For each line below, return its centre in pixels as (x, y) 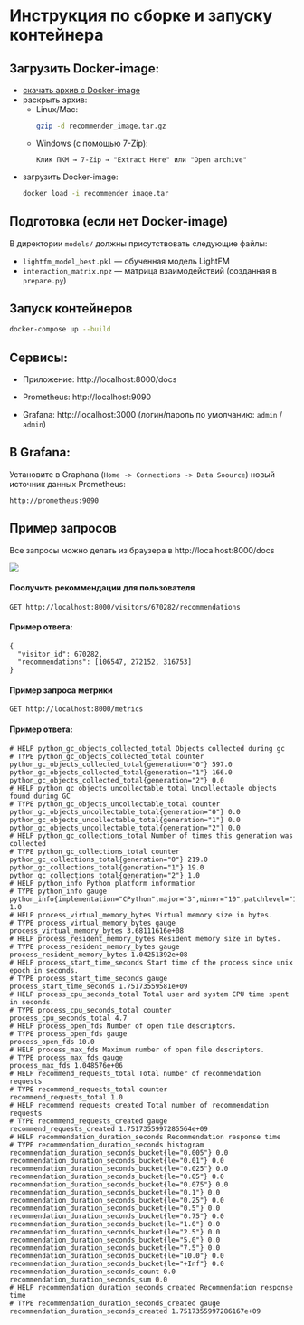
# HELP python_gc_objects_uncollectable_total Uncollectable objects (143, 788)
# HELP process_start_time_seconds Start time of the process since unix (152, 962)
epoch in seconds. (44, 970)
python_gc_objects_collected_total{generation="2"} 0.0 (117, 780)
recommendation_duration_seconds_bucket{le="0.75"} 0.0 (117, 1216)
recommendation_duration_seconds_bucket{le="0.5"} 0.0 (115, 1208)
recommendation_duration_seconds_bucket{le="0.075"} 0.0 (119, 1184)
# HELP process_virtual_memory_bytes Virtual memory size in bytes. (141, 915)
